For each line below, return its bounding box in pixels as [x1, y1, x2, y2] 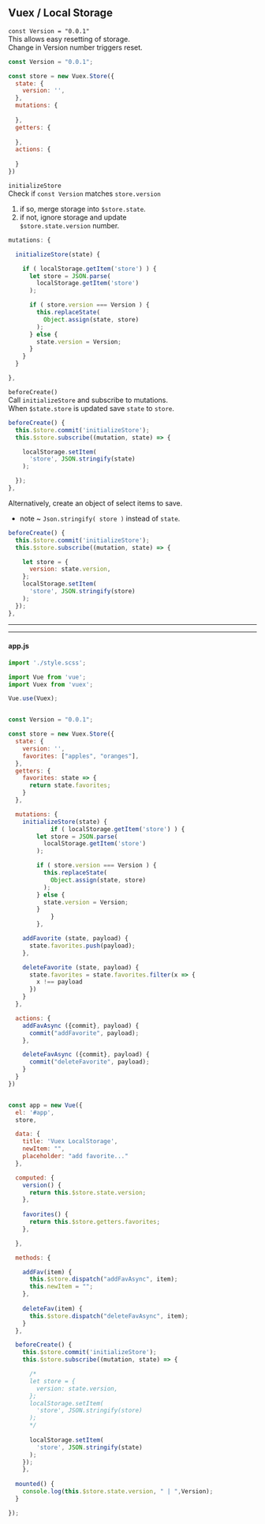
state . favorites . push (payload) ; [28, 942, 136, 950]
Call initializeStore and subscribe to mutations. [8, 395, 168, 405]
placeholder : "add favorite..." [22, 1153, 129, 1161]
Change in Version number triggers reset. [8, 43, 144, 52]
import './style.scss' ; [8, 659, 87, 667]
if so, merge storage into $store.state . [19, 204, 146, 213]
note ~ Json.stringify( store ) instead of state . [19, 514, 181, 523]
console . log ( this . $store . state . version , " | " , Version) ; [22, 1488, 214, 1496]
